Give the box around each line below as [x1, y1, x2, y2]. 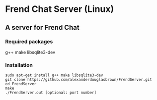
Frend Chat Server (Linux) [5, 3, 114, 15]
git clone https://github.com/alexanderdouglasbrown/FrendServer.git [5, 77, 153, 82]
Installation [5, 61, 33, 68]
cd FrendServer [5, 82, 37, 87]
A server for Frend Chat [5, 23, 79, 32]
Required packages [5, 38, 53, 45]
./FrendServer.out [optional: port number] [5, 90, 97, 95]
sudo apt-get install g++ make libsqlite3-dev [5, 73, 103, 78]
